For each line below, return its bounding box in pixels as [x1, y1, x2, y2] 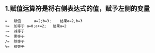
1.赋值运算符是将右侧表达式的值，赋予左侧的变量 [5, 4, 150, 13]
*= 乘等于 [5, 34, 25, 39]
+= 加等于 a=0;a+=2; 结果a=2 [5, 24, 67, 28]
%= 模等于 [5, 44, 25, 49]
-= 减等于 [5, 28, 25, 34]
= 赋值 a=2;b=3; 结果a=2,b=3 [5, 18, 83, 23]
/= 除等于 [5, 39, 25, 44]
